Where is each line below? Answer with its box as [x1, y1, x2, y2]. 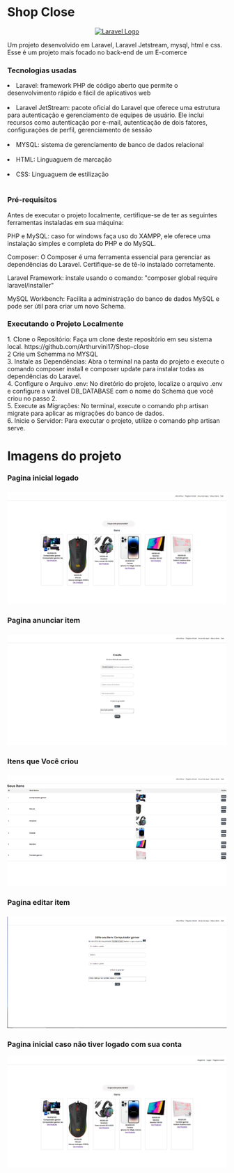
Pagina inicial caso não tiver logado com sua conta [7, 1039, 182, 1049]
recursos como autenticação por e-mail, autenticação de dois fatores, [7, 118, 208, 127]
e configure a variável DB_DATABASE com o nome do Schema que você [7, 387, 214, 395]
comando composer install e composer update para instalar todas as [7, 364, 205, 373]
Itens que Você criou [7, 756, 79, 766]
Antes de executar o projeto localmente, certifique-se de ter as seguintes [7, 210, 217, 219]
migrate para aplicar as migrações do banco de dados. [7, 409, 164, 417]
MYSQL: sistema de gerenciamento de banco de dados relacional [16, 141, 204, 149]
